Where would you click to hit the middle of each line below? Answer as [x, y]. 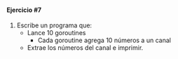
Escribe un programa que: [54, 25]
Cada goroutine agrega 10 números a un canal [104, 40]
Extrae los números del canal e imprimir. [85, 48]
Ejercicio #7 [24, 10]
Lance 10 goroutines [56, 33]
